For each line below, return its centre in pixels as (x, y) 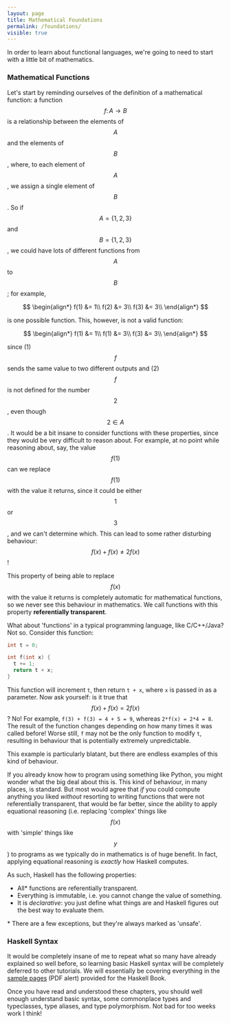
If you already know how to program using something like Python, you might (115, 774)
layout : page (26, 13)
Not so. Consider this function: (51, 632)
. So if (15, 207)
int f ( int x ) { (29, 657)
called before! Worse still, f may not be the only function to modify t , (104, 733)
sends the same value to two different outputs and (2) (83, 368)
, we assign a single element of (51, 186)
